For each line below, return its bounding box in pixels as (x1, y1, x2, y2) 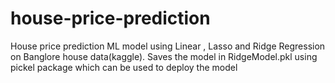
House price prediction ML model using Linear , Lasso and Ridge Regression (10, 40, 326, 52)
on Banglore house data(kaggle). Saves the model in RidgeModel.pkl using (10, 50, 318, 62)
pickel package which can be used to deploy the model (10, 61, 238, 73)
